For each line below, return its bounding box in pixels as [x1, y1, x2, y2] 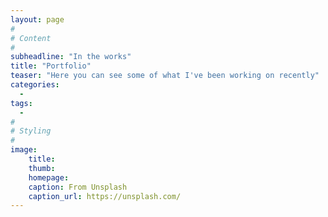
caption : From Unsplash [28, 182, 128, 192]
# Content [10, 33, 52, 43]
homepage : [28, 172, 70, 183]
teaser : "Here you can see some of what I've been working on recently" [10, 71, 320, 81]
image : [10, 145, 38, 155]
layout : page [10, 14, 65, 25]
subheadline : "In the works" [10, 52, 132, 62]
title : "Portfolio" [10, 61, 92, 71]
